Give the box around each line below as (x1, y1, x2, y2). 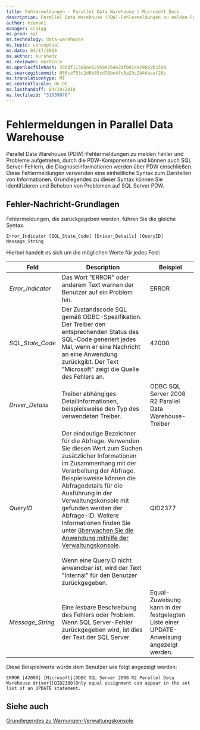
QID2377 (149, 504, 177, 512)
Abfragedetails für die (61, 481, 123, 490)
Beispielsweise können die (61, 474, 136, 482)
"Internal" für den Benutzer (61, 571, 137, 579)
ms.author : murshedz (6, 53, 58, 59)
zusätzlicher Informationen (61, 452, 137, 460)
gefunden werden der (61, 504, 123, 512)
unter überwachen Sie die (61, 526, 134, 535)
